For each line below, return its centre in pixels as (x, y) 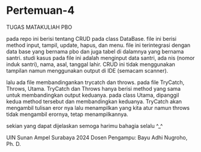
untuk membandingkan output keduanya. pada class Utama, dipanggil (93, 95)
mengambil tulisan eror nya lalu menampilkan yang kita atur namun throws (98, 108)
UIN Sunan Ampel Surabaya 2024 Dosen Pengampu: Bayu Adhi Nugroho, (97, 137)
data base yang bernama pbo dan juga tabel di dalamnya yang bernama (95, 51)
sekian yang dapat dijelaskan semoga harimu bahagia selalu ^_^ (85, 126)
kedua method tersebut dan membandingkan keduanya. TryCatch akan (94, 101)
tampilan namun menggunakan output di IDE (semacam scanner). (87, 70)
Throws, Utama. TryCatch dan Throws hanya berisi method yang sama (94, 88)
